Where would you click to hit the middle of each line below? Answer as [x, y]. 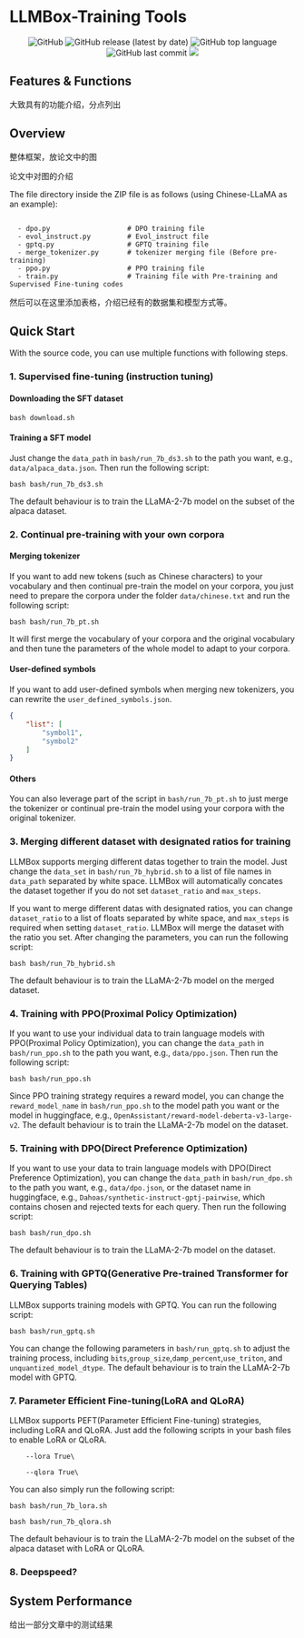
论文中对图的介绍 [41, 176]
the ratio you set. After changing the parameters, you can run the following [149, 937]
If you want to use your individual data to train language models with [137, 1033]
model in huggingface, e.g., [61, 1115]
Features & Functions [70, 81]
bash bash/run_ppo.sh [50, 1080]
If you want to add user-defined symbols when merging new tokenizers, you [152, 689]
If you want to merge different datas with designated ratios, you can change [151, 908]
